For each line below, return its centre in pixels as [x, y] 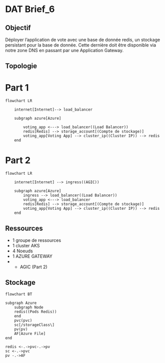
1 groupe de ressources [37, 240]
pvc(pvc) [23, 320]
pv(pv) [21, 329]
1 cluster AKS [26, 246]
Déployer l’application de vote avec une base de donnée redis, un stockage [83, 40]
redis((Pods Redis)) [35, 311]
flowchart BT [19, 294]
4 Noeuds [23, 251]
